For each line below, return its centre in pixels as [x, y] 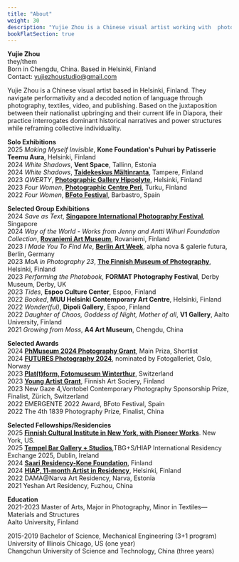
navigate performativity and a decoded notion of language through [105, 98]
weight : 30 [23, 21]
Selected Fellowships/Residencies [59, 425]
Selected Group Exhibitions [49, 209]
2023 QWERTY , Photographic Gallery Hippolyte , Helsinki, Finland [105, 180]
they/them [22, 62]
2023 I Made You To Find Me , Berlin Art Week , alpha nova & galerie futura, [117, 247]
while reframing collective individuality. [65, 128]
